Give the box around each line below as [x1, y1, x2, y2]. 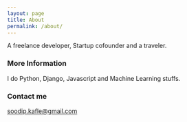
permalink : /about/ [7, 23, 63, 29]
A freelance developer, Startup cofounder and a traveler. [7, 42, 167, 50]
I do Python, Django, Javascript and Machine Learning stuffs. [7, 74, 181, 82]
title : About [7, 16, 45, 23]
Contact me [7, 91, 47, 101]
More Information [7, 59, 67, 69]
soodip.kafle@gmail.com [7, 107, 78, 115]
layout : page [7, 10, 45, 17]
